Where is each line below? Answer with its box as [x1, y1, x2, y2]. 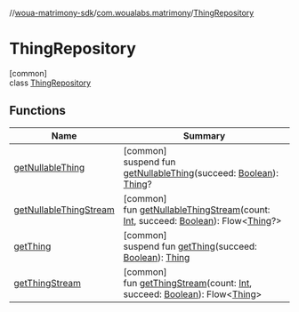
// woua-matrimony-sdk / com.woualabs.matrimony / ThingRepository [9, 8, 255, 18]
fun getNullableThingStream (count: [123, 204, 271, 216]
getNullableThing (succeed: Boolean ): [123, 166, 279, 179]
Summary [182, 129, 226, 141]
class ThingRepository [9, 77, 92, 88]
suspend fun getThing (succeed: [123, 240, 258, 252]
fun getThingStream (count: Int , [123, 276, 252, 289]
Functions [9, 103, 67, 118]
